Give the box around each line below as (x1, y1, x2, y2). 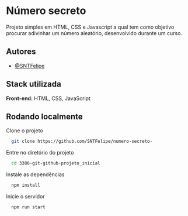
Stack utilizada (6, 79, 61, 89)
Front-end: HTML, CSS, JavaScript (6, 95, 90, 102)
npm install (11, 183, 41, 188)
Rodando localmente (6, 111, 83, 121)
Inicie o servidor (6, 193, 45, 200)
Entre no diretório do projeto (6, 149, 74, 156)
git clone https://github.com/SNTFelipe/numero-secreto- (11, 139, 153, 145)
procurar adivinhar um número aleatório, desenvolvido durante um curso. (6, 29, 183, 36)
